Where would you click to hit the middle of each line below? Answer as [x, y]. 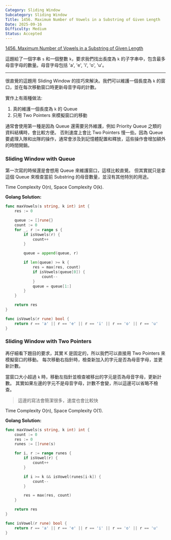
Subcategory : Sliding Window [36, 15]
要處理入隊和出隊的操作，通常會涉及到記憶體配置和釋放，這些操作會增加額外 [85, 139]
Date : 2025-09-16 [24, 24]
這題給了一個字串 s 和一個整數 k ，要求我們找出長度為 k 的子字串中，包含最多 [85, 59]
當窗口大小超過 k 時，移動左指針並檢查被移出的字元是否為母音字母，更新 [81, 377]
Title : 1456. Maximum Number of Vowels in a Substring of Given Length [83, 19]
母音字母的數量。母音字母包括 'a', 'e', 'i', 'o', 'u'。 [56, 65]
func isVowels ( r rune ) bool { [37, 319]
